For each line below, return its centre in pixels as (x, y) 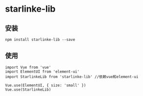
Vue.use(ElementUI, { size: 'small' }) (46, 85)
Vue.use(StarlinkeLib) (28, 89)
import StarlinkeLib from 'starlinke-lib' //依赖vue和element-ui (72, 77)
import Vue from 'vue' (28, 67)
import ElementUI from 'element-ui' (42, 72)
